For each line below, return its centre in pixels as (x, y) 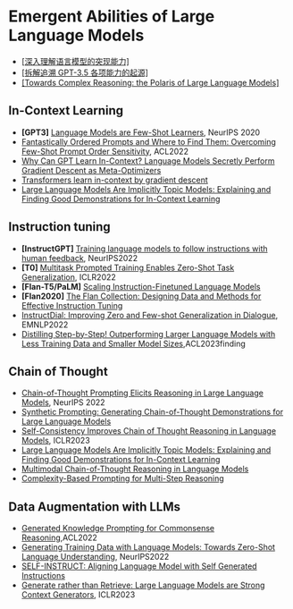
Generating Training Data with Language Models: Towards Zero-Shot (148, 547)
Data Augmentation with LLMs (94, 507)
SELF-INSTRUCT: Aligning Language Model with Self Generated (139, 566)
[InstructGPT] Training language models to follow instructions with (144, 249)
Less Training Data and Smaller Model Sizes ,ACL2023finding (134, 343)
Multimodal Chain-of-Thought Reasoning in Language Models (135, 469)
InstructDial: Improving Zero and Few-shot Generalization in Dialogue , (150, 315)
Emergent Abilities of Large (112, 17)
